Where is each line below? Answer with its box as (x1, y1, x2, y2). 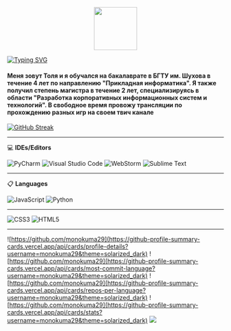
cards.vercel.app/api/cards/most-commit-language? (7, 264, 156, 273)
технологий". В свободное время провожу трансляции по (7, 100, 182, 109)
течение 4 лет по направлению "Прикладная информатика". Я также (7, 78, 217, 87)
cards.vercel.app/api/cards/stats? (7, 308, 103, 317)
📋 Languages (7, 180, 48, 188)
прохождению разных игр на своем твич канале (7, 108, 154, 116)
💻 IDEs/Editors (7, 144, 52, 152)
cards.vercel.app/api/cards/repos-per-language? (7, 286, 146, 295)
